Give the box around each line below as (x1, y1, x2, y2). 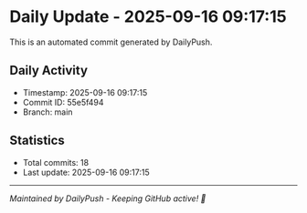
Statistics (9, 133, 66, 148)
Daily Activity (9, 63, 89, 78)
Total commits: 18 (22, 157, 90, 167)
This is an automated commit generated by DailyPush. (9, 36, 213, 47)
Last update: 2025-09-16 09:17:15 (22, 167, 150, 177)
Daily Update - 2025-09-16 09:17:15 (9, 6, 287, 27)
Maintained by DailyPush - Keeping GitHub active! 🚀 (9, 193, 206, 204)
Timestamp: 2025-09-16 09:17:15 (22, 86, 148, 97)
